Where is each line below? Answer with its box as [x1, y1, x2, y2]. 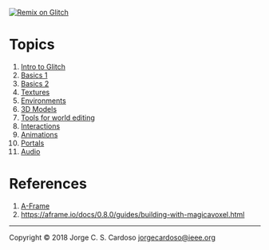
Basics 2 [20, 78, 49, 88]
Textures [20, 87, 50, 97]
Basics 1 [20, 70, 48, 80]
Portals [20, 138, 45, 148]
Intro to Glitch [20, 62, 66, 71]
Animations [20, 129, 58, 139]
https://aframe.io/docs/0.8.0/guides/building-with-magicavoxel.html [20, 209, 245, 219]
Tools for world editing [20, 113, 95, 122]
